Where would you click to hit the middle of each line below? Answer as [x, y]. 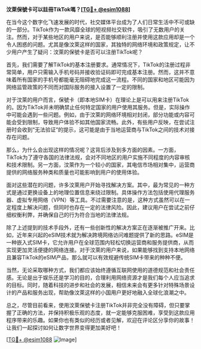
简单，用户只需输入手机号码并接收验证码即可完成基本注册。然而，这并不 [100, 72]
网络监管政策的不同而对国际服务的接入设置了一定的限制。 [77, 87]
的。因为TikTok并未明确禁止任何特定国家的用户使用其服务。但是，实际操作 [98, 107]
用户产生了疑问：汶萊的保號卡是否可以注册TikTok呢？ [77, 52]
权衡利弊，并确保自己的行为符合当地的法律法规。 [71, 215]
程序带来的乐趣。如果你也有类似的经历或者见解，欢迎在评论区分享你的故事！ [100, 320]
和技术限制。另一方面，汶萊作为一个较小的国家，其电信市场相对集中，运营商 [100, 165]
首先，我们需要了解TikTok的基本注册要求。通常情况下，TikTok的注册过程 [96, 65]
